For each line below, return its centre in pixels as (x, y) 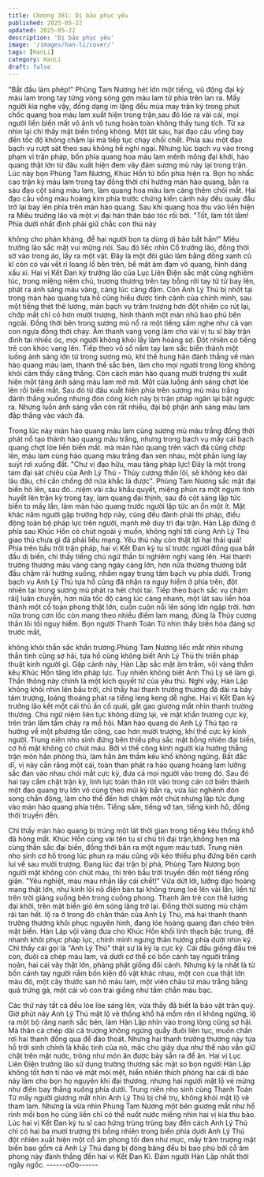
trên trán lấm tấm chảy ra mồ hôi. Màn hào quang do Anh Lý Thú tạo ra (123, 723)
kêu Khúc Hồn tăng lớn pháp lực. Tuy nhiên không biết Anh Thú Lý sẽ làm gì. (132, 672)
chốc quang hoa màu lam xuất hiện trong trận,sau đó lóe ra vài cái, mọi (123, 115)
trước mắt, (25, 632)
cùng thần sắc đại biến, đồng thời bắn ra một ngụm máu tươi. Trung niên (125, 847)
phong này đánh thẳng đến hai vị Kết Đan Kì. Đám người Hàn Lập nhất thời (129, 1156)
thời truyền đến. (34, 815)
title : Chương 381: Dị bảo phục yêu (68, 15)
